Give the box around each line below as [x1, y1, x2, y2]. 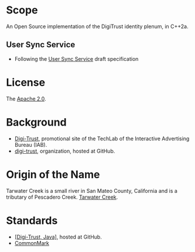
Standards [6, 214, 58, 227]
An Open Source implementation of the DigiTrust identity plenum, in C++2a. [6, 23, 189, 30]
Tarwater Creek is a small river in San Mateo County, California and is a [6, 187, 177, 194]
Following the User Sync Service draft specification [14, 55, 139, 62]
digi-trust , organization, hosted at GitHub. [14, 147, 115, 154]
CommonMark [14, 239, 50, 246]
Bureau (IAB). [14, 141, 47, 148]
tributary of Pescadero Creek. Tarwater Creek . [6, 194, 118, 201]
